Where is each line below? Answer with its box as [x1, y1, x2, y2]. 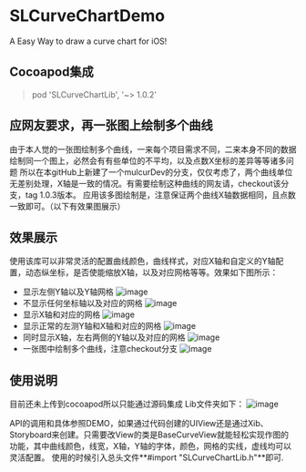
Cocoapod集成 [9, 65, 94, 80]
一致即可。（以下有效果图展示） [9, 200, 126, 211]
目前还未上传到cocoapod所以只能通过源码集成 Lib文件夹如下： [9, 398, 245, 410]
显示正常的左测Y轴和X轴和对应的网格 [22, 321, 162, 332]
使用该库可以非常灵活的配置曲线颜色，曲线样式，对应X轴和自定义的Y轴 [9, 256, 276, 267]
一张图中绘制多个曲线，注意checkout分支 [22, 344, 178, 354]
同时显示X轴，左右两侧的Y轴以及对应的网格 [22, 332, 186, 343]
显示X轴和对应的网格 [22, 309, 101, 320]
